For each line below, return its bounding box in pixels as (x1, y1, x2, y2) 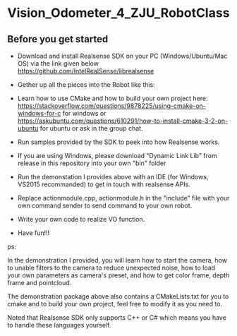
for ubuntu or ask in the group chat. (39, 124, 143, 132)
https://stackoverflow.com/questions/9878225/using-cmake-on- (17, 102, 207, 110)
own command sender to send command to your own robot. (17, 201, 193, 210)
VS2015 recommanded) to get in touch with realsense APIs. (17, 180, 190, 188)
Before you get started (7, 33, 109, 45)
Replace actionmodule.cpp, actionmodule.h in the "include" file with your (17, 194, 230, 202)
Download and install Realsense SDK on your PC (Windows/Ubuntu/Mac (17, 52, 228, 60)
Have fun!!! (17, 229, 50, 237)
